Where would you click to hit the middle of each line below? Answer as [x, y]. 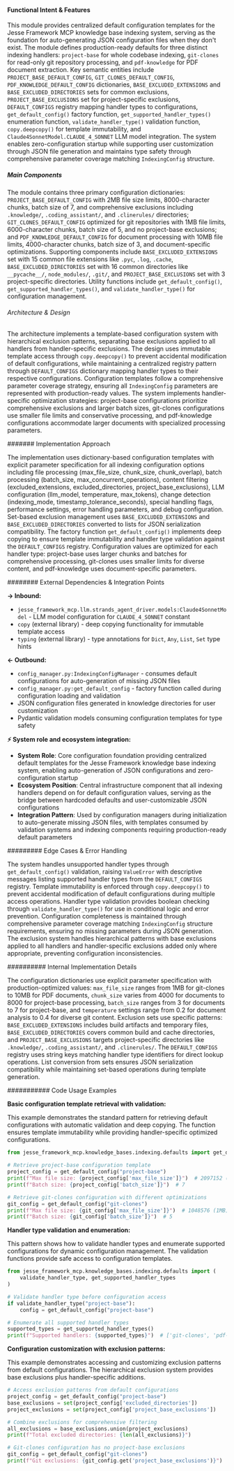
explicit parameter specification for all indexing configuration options [106, 465]
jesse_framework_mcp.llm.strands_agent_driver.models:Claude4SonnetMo [122, 610]
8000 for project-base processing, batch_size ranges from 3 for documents [116, 1003]
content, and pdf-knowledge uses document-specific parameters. [102, 569]
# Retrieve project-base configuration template [79, 1165]
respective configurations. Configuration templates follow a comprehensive [115, 379]
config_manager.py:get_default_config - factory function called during [119, 689]
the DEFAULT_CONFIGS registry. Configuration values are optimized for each [112, 547]
